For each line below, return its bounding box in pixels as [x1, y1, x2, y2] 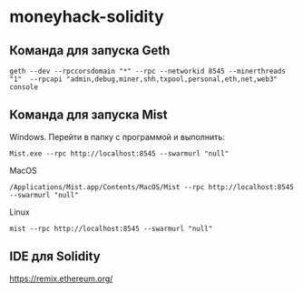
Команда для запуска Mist [9, 107, 168, 123]
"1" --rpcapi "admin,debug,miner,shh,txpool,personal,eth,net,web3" [9, 75, 279, 84]
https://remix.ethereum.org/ [9, 273, 113, 284]
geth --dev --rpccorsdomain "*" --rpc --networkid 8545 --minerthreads [9, 66, 286, 76]
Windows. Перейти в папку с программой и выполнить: [9, 131, 225, 142]
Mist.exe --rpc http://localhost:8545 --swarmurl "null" [9, 148, 230, 158]
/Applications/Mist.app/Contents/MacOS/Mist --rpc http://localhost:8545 [9, 182, 295, 192]
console [9, 83, 39, 92]
